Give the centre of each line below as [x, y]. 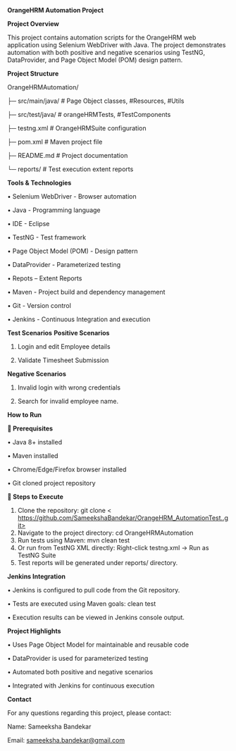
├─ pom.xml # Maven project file [55, 142]
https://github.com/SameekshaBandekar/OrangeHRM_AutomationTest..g [123, 518]
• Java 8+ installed [35, 442]
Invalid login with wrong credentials [69, 387]
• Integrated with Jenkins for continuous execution [81, 685]
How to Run [25, 415]
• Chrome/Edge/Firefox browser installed [67, 469]
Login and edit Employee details [64, 347]
